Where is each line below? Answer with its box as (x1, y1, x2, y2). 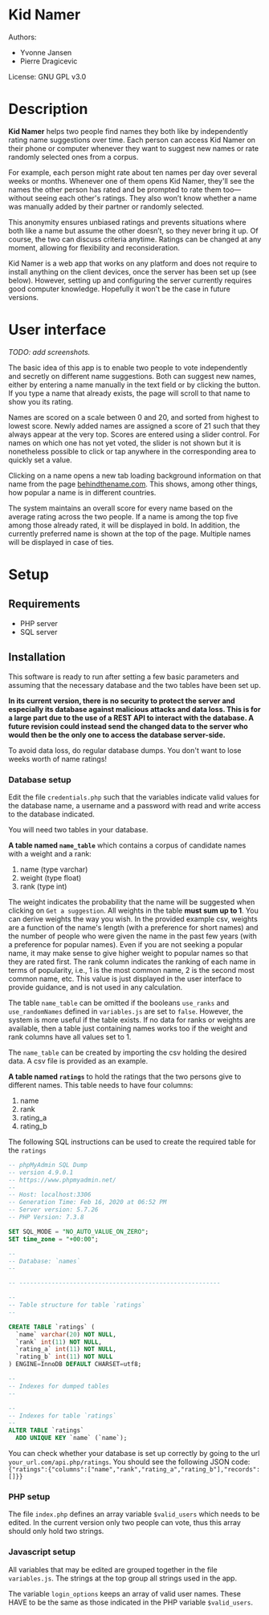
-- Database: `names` (8, 1257, 81, 1265)
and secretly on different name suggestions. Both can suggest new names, (8, 371, 257, 380)
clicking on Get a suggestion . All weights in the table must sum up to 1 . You (8, 905, 259, 915)
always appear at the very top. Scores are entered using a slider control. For (8, 429, 260, 439)
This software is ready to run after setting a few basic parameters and (8, 672, 239, 681)
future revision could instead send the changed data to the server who (8, 721, 249, 731)
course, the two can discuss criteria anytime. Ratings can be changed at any (8, 234, 262, 244)
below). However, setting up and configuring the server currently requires (8, 275, 252, 285)
